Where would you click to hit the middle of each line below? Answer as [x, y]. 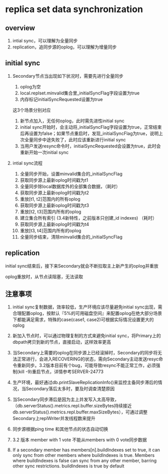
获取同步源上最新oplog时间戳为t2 [55, 192]
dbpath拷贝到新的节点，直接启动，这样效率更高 [62, 342]
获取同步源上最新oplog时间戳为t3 [55, 205]
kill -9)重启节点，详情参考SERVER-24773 [61, 372]
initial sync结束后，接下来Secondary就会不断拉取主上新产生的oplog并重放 [82, 266]
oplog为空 [30, 86]
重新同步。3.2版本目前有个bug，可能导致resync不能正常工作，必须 [86, 365]
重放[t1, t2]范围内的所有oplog [50, 199]
